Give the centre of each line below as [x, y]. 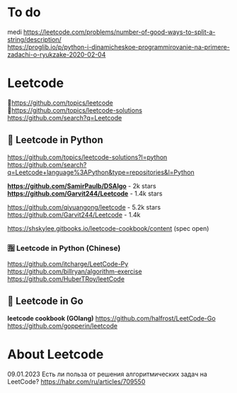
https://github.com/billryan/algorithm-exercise [75, 271]
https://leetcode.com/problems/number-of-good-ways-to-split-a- [120, 32]
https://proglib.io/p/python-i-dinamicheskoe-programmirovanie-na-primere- [118, 47]
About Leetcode [56, 354]
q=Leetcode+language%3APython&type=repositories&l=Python [101, 172]
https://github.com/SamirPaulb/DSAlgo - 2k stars [82, 186]
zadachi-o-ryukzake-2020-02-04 [57, 55]
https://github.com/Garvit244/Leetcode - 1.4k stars [85, 193]
